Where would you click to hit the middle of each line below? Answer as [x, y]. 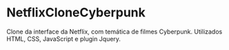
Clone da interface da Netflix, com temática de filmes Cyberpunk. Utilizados [114, 32]
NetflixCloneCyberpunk [76, 13]
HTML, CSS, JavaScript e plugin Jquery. [64, 38]
